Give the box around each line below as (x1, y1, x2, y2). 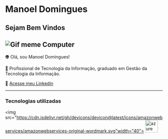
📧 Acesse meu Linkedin (5, 80, 53, 86)
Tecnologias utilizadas (5, 97, 61, 104)
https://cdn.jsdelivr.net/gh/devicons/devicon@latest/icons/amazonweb (16, 114, 163, 120)
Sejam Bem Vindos (5, 23, 65, 32)
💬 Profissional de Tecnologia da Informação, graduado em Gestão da (5, 65, 147, 71)
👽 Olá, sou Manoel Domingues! (5, 54, 70, 60)
